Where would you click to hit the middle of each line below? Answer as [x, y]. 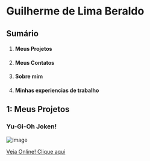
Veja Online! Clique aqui [36, 151]
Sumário [23, 34]
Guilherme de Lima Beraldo [75, 11]
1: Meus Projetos [38, 109]
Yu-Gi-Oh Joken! [32, 126]
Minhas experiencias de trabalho [57, 90]
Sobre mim [29, 76]
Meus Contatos [35, 62]
